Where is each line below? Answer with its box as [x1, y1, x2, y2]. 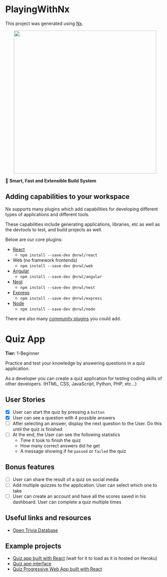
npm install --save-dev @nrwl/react [20, 253, 98, 258]
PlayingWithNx [5, 4, 70, 15]
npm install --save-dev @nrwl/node [20, 307, 95, 312]
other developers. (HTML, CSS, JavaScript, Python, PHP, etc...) [5, 380, 137, 387]
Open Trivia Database [12, 527, 58, 533]
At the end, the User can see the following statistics [12, 431, 120, 438]
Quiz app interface [12, 561, 52, 567]
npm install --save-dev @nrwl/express [20, 296, 102, 301]
